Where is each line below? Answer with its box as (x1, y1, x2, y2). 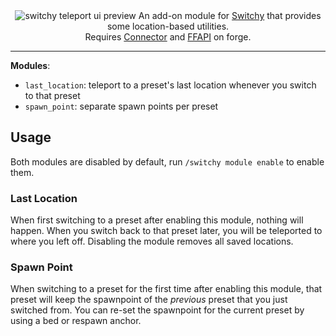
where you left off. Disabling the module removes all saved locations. (10, 235, 294, 248)
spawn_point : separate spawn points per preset (24, 100, 219, 112)
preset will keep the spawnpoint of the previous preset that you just (10, 294, 288, 306)
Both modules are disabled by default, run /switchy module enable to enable (10, 155, 325, 168)
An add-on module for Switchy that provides (138, 10, 322, 21)
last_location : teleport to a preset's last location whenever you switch (24, 79, 317, 91)
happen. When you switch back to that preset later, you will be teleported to (10, 225, 323, 237)
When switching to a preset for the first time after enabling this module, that (10, 283, 323, 295)
